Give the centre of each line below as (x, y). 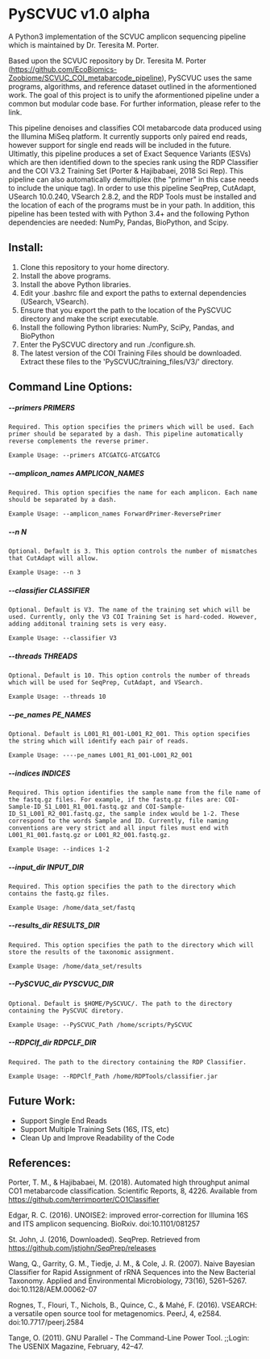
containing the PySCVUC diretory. (66, 1011)
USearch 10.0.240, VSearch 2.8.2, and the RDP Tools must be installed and (133, 196)
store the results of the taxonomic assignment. (91, 952)
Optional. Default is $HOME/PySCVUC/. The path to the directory (120, 1003)
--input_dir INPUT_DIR (46, 867)
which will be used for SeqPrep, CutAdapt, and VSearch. (106, 682)
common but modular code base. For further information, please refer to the (135, 103)
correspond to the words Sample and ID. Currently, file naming (118, 821)
